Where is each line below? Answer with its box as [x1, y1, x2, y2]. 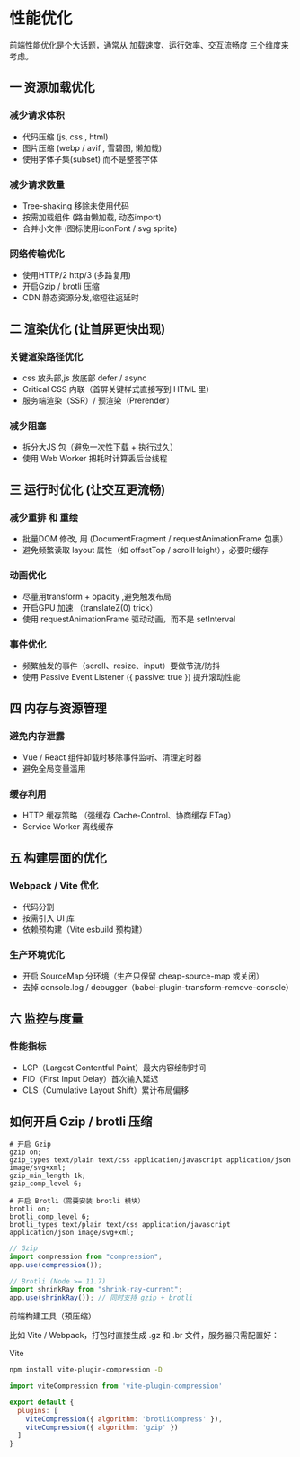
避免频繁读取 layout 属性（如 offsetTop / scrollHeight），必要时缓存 [22, 544, 269, 555]
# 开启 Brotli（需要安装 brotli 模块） [9, 1196, 146, 1205]
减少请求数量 [9, 178, 66, 191]
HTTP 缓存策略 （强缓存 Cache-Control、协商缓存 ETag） [22, 810, 236, 821]
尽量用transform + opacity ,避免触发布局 [22, 591, 172, 603]
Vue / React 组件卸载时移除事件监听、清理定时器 [22, 752, 202, 763]
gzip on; [9, 1148, 42, 1157]
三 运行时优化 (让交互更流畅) [9, 482, 166, 497]
